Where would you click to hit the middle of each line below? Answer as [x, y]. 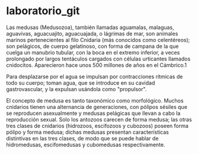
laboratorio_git [43, 11]
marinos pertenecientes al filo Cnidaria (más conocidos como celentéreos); [98, 40]
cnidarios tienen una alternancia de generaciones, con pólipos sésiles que [97, 107]
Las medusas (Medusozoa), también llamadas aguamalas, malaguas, [90, 27]
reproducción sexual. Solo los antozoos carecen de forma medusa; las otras [99, 119]
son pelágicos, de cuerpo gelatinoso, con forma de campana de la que [92, 46]
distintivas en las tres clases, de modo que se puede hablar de [82, 138]
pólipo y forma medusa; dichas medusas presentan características [87, 132]
